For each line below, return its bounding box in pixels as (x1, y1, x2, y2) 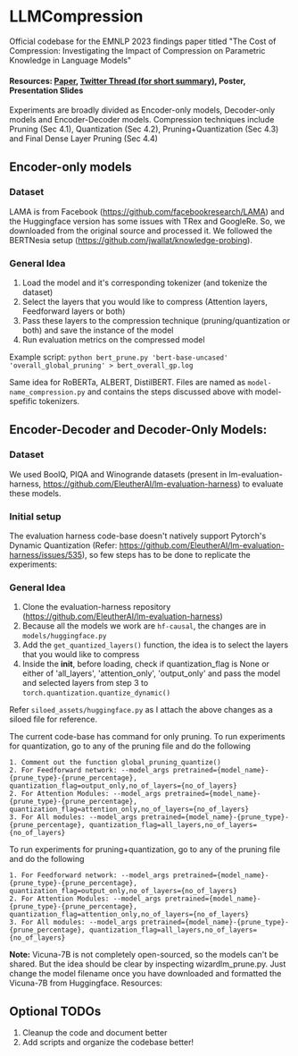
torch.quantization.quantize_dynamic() (21, 689, 171, 698)
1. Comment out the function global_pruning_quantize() (9, 758, 221, 767)
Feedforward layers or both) (21, 306, 126, 317)
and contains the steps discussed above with (87, 386, 253, 397)
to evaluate (242, 478, 284, 489)
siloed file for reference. (9, 714, 98, 725)
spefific (9, 396, 37, 407)
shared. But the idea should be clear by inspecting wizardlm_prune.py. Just (9, 959, 286, 969)
